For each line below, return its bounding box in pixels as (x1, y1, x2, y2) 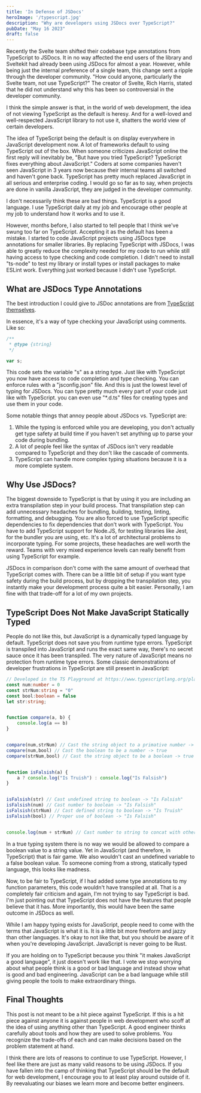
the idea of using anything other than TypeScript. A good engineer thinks (6, 1023, 186, 1031)
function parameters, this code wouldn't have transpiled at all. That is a (6, 883, 181, 891)
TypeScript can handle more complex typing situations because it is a (14, 456, 187, 463)
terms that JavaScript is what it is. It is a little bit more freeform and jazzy (6, 927, 186, 934)
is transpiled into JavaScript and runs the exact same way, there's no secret (6, 646, 193, 653)
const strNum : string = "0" (6, 687, 74, 694)
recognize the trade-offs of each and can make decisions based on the (6, 1036, 182, 1043)
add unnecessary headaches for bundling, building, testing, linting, (6, 508, 171, 515)
